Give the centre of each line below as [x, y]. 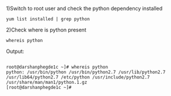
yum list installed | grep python [48, 19]
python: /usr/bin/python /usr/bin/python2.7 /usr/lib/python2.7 [86, 72]
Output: [15, 51]
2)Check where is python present [46, 30]
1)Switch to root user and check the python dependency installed [84, 8]
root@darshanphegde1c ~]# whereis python [57, 67]
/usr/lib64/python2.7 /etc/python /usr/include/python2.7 [78, 77]
